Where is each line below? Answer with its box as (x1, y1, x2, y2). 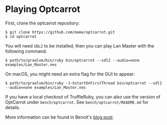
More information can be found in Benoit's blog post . (5, 114, 114, 120)
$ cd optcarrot (5, 34, 37, 39)
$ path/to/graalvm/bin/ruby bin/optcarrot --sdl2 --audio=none (5, 57, 140, 63)
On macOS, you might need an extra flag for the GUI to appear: (5, 71, 135, 77)
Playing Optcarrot (5, 3, 80, 15)
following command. (5, 48, 47, 54)
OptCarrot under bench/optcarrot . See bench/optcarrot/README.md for (5, 99, 148, 105)
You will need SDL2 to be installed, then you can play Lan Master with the (5, 42, 154, 48)
